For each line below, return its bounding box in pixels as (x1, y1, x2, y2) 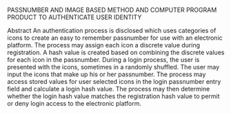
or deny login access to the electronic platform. (7, 100, 141, 107)
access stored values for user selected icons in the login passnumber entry (7, 78, 221, 85)
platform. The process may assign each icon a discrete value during (7, 41, 200, 49)
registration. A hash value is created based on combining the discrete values (7, 48, 225, 56)
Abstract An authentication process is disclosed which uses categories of (7, 27, 217, 34)
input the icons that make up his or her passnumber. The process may (7, 70, 206, 78)
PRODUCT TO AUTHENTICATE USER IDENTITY (7, 13, 142, 21)
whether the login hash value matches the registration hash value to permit (7, 92, 220, 100)
